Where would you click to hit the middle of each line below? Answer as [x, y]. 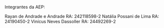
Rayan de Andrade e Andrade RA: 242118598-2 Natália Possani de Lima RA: [82, 16]
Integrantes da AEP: [25, 7]
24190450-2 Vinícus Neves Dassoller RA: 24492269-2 [60, 21]
